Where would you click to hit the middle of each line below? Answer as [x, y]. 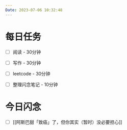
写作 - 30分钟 [27, 63]
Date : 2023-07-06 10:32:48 [34, 10]
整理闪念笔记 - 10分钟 [35, 84]
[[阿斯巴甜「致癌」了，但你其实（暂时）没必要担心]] [67, 122]
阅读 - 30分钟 [27, 52]
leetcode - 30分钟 [31, 73]
